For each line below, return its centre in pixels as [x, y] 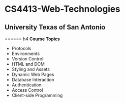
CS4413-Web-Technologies [62, 9]
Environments [26, 53]
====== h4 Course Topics [32, 39]
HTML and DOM [28, 64]
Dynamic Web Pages [33, 74]
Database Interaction [33, 80]
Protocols [21, 48]
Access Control [27, 90]
